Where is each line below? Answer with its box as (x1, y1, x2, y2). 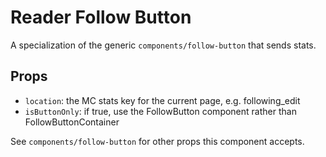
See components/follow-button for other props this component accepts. (10, 135, 305, 147)
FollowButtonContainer (24, 116, 120, 128)
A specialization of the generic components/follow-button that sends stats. (10, 39, 317, 51)
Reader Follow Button (10, 6, 192, 29)
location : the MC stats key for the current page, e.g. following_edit (24, 94, 301, 106)
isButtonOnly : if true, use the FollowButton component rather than (24, 105, 297, 117)
